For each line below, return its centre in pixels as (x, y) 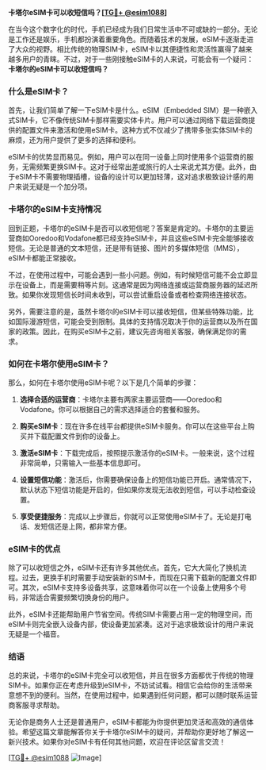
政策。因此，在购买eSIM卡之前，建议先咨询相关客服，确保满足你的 (131, 331)
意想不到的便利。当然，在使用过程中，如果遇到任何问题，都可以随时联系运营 (133, 695)
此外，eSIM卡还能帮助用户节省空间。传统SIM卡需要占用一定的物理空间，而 (130, 614)
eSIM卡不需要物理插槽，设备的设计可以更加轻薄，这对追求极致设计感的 (131, 177)
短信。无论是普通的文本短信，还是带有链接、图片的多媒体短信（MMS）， (126, 248)
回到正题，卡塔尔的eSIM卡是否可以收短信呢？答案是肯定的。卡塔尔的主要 (127, 228)
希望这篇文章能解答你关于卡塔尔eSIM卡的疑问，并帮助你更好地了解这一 (138, 732)
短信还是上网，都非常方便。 (86, 526)
